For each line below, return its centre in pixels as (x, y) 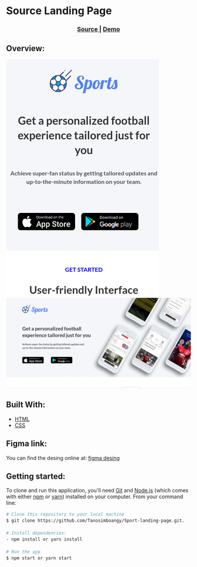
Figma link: (27, 444)
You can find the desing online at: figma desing (63, 458)
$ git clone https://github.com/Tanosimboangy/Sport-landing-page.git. (95, 521)
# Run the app (23, 552)
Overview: (26, 48)
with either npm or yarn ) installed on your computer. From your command (95, 497)
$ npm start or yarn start (39, 558)
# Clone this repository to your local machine (65, 515)
